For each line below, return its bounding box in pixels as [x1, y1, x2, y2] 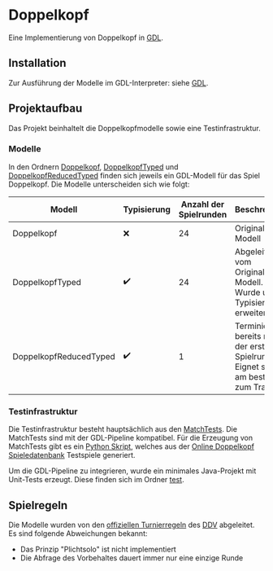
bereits [234, 330, 262, 341]
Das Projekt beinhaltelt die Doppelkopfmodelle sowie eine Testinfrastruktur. [8, 123, 262, 133]
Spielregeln [8, 499, 67, 512]
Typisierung [123, 204, 171, 215]
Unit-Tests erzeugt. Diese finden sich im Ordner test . [8, 475, 184, 485]
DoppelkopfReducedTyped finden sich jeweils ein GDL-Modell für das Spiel [8, 170, 260, 180]
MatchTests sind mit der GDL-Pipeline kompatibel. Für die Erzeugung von [8, 433, 253, 443]
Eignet [234, 361, 260, 372]
